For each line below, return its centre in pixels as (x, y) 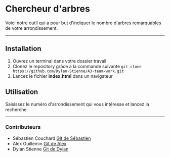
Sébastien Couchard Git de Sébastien (52, 138)
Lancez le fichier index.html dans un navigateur (62, 76)
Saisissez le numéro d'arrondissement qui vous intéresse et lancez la (77, 104)
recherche (16, 110)
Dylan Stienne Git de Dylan (40, 149)
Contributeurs (23, 127)
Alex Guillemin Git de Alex (39, 143)
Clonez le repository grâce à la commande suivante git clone (77, 66)
